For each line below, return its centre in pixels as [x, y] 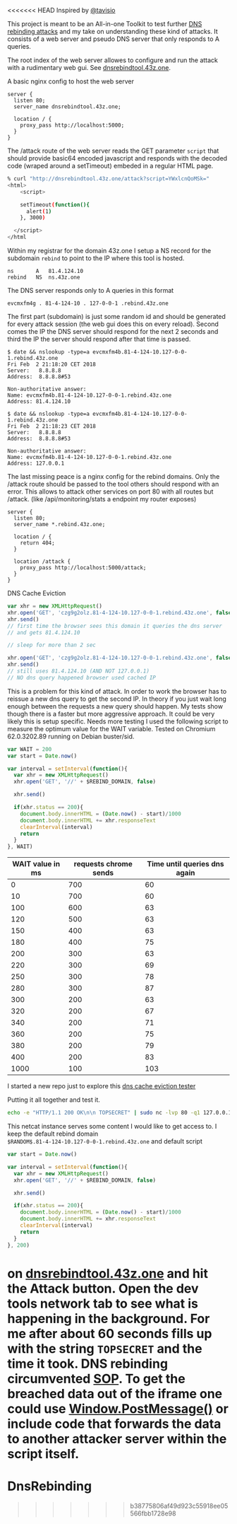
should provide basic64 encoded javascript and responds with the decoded [117, 158]
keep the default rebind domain [53, 1134]
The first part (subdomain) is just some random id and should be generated [116, 316]
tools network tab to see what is [103, 1303]
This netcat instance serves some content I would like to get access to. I [112, 1126]
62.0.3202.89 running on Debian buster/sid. [71, 736]
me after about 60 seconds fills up [110, 1333]
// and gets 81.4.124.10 [44, 632]
